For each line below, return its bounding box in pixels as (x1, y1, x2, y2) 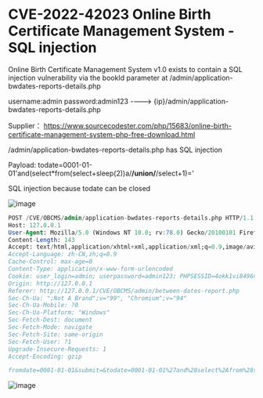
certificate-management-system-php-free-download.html (8, 129, 196, 139)
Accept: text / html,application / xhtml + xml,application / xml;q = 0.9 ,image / (8, 243, 247, 251)
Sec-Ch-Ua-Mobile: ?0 (8, 302, 79, 309)
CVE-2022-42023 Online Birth (8, 5, 211, 24)
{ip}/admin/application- (153, 96, 229, 106)
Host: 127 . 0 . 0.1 (8, 221, 61, 229)
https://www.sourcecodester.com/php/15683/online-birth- (43, 121, 232, 130)
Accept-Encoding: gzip (8, 353, 82, 360)
